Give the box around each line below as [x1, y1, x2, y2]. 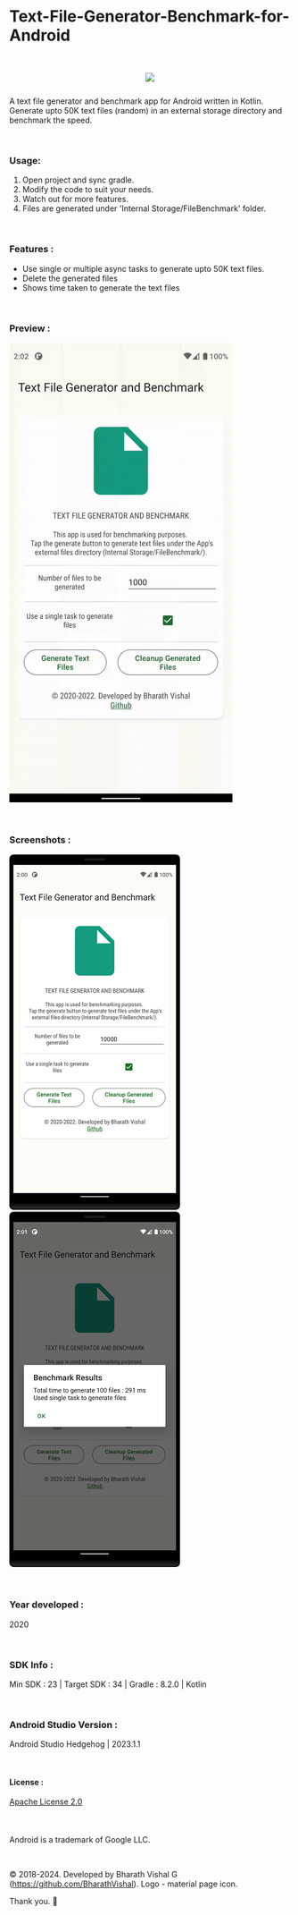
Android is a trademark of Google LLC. [9, 1835, 151, 1844]
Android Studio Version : [9, 1718, 118, 1731]
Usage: [9, 155, 42, 167]
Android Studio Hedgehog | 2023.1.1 [9, 1739, 141, 1750]
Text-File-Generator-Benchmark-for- [9, 6, 290, 27]
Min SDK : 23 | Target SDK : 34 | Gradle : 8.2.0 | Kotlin [9, 1679, 207, 1690]
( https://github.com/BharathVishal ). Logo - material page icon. [9, 1878, 238, 1889]
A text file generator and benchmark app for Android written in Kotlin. [9, 96, 264, 106]
